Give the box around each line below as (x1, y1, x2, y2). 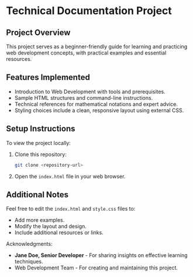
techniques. (14, 258, 43, 265)
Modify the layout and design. (14, 223, 87, 230)
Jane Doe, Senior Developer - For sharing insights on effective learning (14, 252, 188, 259)
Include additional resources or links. (14, 229, 104, 236)
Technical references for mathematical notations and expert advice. (14, 100, 178, 107)
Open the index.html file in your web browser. (14, 173, 126, 180)
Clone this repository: (14, 151, 67, 158)
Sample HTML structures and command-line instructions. (14, 94, 153, 101)
